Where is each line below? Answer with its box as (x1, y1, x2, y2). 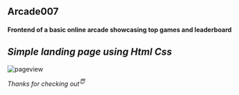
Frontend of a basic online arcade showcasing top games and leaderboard (7, 25, 232, 34)
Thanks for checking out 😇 (7, 78, 86, 88)
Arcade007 (7, 6, 59, 18)
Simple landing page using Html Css (7, 46, 173, 58)
